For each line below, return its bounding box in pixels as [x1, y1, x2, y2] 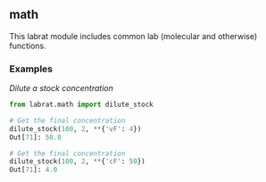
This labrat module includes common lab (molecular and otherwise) [9, 30, 258, 41]
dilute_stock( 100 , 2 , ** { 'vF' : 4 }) [9, 124, 142, 133]
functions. [9, 40, 46, 51]
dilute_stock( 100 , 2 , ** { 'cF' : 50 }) [9, 157, 145, 166]
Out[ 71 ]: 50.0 [9, 133, 62, 142]
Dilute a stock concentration [9, 83, 113, 94]
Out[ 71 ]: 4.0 [9, 165, 58, 175]
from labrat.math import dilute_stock [9, 100, 154, 110]
